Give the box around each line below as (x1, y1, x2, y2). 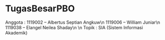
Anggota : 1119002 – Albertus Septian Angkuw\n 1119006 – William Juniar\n (5, 19, 160, 25)
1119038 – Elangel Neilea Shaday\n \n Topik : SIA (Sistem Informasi (5, 24, 143, 30)
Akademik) (5, 30, 28, 36)
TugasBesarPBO (5, 3, 75, 14)
